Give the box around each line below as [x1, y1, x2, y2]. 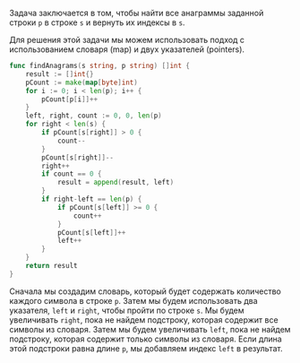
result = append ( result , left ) [56, 178, 175, 187]
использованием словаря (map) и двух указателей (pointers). [9, 44, 244, 55]
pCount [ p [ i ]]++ [41, 94, 99, 104]
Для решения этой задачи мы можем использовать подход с [9, 35, 244, 45]
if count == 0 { [41, 169, 102, 178]
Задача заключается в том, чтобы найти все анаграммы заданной [9, 8, 264, 18]
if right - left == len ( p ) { [41, 194, 142, 203]
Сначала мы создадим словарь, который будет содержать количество [9, 286, 282, 297]
